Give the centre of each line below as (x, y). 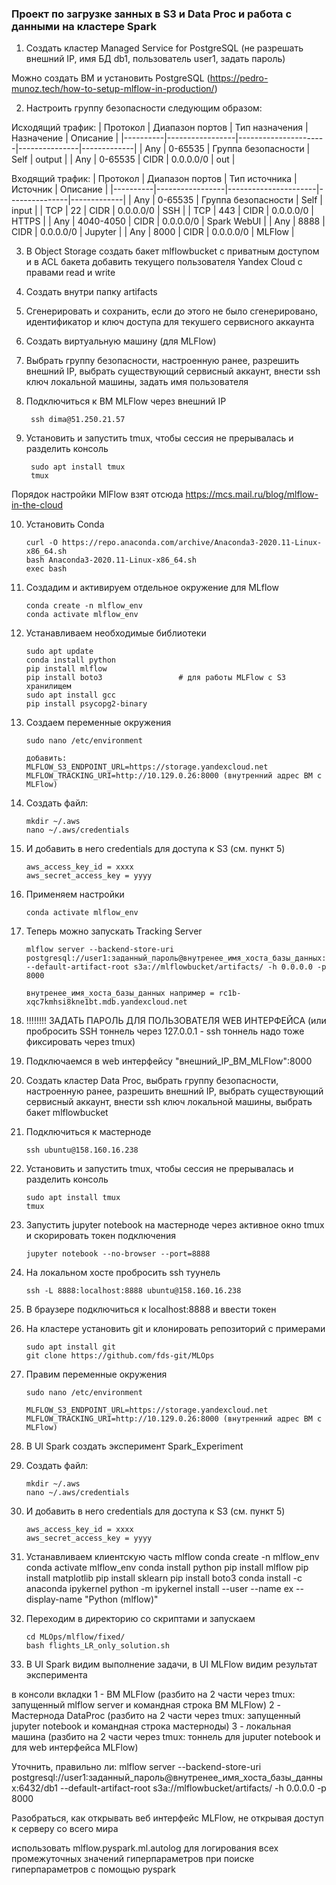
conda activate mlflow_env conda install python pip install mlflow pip (167, 1568)
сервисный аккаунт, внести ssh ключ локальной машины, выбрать (169, 1102)
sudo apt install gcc (70, 695)
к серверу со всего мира (65, 1829)
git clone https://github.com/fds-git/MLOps (120, 1356)
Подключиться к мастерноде (88, 1132)
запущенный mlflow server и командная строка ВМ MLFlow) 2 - (146, 1705)
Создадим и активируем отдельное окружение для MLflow (152, 588)
